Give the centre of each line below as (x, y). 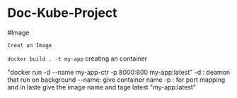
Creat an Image (30, 45)
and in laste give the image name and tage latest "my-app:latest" (102, 87)
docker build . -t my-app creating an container (77, 59)
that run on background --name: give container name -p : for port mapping (116, 80)
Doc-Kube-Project (63, 13)
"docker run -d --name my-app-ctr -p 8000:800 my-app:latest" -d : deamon (119, 72)
